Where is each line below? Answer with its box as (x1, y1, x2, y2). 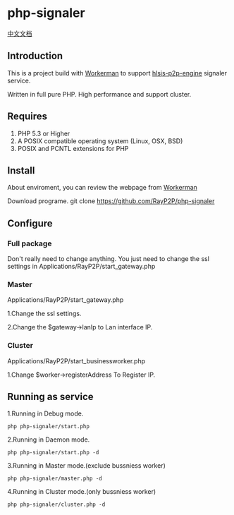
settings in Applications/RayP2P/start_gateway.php (7, 262, 156, 271)
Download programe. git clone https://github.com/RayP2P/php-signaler (7, 197, 215, 205)
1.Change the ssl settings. (7, 309, 82, 318)
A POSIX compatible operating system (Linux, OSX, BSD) (17, 136, 183, 145)
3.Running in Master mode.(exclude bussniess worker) (7, 461, 166, 470)
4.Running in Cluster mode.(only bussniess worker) (7, 487, 156, 496)
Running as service (7, 391, 94, 403)
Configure (7, 217, 53, 229)
